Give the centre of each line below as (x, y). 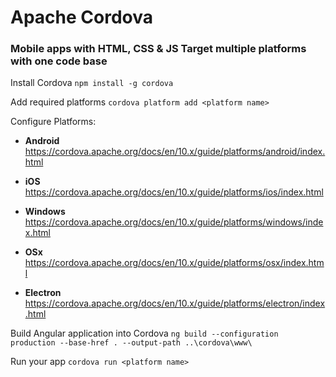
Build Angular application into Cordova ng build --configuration (144, 333)
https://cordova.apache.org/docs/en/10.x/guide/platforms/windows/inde (174, 222)
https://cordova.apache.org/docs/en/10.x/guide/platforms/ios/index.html (174, 192)
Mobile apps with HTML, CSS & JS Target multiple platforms (158, 49)
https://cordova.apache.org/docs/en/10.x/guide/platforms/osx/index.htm (174, 263)
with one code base (59, 61)
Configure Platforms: (53, 122)
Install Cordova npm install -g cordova (92, 83)
